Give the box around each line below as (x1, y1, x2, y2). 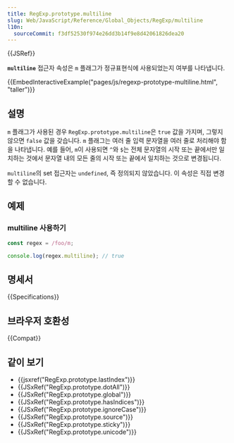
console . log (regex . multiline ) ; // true (7, 252, 125, 259)
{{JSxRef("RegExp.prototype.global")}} (17, 390, 132, 399)
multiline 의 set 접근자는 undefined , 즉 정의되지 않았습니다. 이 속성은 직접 (7, 169, 212, 177)
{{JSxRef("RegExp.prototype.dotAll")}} (17, 382, 130, 391)
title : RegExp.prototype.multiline (7, 10, 112, 18)
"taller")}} (7, 85, 35, 94)
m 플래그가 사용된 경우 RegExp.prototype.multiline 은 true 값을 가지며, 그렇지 (7, 127, 223, 136)
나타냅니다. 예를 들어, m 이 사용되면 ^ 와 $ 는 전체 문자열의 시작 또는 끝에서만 (14, 145, 218, 154)
